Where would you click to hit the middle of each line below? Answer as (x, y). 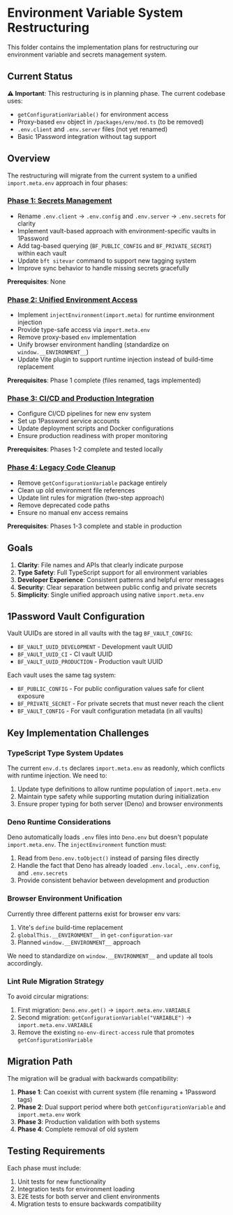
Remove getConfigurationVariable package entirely (92, 483)
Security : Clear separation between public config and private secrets (117, 587)
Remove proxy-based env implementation (77, 337)
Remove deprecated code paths (63, 505)
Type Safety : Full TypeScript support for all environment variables (112, 572)
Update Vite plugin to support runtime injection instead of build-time (115, 359)
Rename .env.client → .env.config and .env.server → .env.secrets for (121, 216)
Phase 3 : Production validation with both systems (89, 1121)
